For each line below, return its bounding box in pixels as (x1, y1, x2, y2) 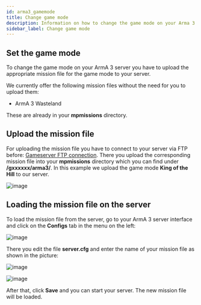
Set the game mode (6, 48, 81, 58)
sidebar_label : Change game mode (6, 25, 90, 32)
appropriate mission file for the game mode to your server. (6, 70, 151, 78)
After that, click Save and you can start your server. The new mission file (6, 286, 187, 294)
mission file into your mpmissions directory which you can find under (6, 158, 179, 165)
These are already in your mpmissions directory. (6, 112, 128, 119)
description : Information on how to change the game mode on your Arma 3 (6, 20, 196, 26)
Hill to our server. (6, 170, 49, 177)
